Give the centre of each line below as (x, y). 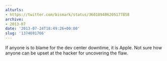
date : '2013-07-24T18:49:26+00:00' (43, 29)
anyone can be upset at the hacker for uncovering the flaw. (67, 53)
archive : (14, 19)
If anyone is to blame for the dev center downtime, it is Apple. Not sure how (84, 48)
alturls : (14, 10)
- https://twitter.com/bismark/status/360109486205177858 (67, 15)
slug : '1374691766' (26, 33)
